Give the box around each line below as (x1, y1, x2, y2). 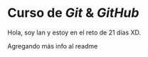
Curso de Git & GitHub (7, 5, 139, 21)
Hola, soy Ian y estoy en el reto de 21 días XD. (7, 28, 141, 37)
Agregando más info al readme (7, 42, 98, 50)
